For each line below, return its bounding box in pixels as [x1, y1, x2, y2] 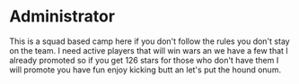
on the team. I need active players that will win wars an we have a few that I [9, 45, 289, 55]
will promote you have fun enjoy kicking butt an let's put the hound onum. [9, 64, 281, 75]
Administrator [9, 6, 115, 27]
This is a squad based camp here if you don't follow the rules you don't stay [9, 36, 290, 46]
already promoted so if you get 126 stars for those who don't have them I [9, 55, 279, 65]
